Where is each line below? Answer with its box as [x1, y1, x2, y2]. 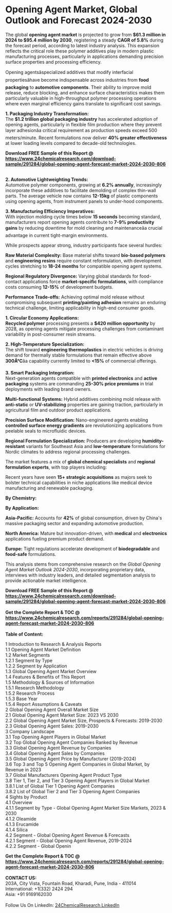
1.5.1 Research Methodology [5, 684, 64, 691]
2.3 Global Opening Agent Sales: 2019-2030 [5, 723, 99, 729]
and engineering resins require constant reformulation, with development [5, 257, 162, 264]
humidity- [142, 438, 164, 444]
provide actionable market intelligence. [5, 577, 88, 584]
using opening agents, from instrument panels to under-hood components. [5, 198, 164, 204]
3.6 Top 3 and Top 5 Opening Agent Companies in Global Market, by [5, 761, 150, 767]
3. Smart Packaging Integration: [5, 369, 75, 376]
